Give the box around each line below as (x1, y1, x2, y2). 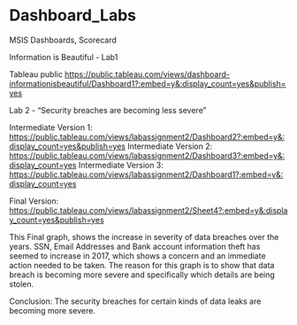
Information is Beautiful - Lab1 (9, 51, 118, 62)
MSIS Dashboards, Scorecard (9, 35, 118, 45)
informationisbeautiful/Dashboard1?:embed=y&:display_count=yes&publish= (9, 78, 286, 89)
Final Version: (9, 196, 59, 206)
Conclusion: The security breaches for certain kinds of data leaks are (9, 296, 262, 306)
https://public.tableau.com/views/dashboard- (65, 68, 230, 80)
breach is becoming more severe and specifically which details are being (9, 269, 276, 280)
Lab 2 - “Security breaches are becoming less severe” (9, 104, 207, 115)
